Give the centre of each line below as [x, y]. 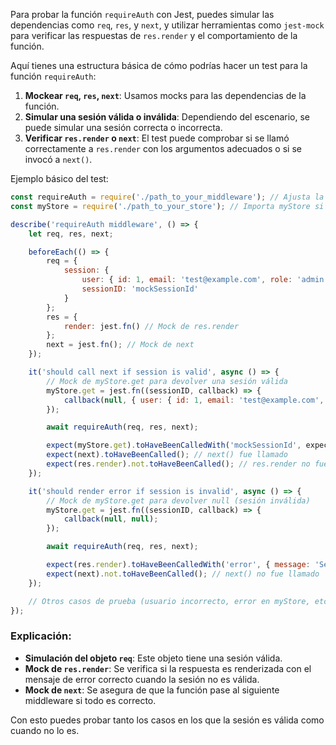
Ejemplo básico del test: [59, 178]
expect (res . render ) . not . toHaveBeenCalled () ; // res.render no [178, 464]
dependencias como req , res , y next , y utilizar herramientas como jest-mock [167, 25]
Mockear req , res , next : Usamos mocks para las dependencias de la [165, 95]
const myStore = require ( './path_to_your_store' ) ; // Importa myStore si [167, 206]
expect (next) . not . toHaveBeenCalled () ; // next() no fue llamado [183, 574]
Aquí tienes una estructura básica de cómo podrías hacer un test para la [159, 65]
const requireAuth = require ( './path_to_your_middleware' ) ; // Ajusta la [167, 197]
